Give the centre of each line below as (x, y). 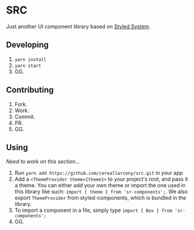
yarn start (28, 66)
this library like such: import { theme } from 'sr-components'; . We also (101, 192)
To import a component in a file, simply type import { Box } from (93, 210)
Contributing (30, 90)
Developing (27, 45)
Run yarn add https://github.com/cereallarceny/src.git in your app (99, 173)
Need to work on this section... (43, 161)
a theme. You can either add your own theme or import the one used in (100, 185)
